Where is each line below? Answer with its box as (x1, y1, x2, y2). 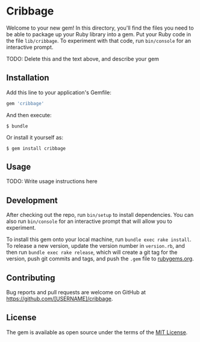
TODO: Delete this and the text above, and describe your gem (6, 55, 160, 62)
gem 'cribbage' (6, 100, 45, 106)
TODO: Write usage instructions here (6, 178, 98, 185)
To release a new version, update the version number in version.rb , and (6, 242, 186, 250)
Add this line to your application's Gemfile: (6, 89, 111, 96)
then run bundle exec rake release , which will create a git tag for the (6, 249, 178, 256)
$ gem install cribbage (6, 145, 66, 152)
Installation (6, 73, 49, 83)
